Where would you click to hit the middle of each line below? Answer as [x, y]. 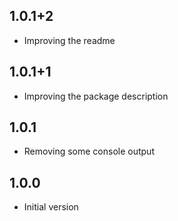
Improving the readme [69, 40]
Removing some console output [89, 151]
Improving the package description [96, 96]
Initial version [51, 207]
